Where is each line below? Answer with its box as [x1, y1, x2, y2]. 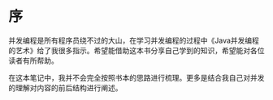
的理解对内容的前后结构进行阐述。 [8, 82, 123, 93]
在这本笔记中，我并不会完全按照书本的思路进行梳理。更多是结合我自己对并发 [8, 73, 265, 82]
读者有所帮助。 [8, 56, 58, 65]
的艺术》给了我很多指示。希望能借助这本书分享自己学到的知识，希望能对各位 [8, 45, 265, 55]
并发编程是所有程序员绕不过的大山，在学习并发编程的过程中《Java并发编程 [8, 35, 260, 45]
